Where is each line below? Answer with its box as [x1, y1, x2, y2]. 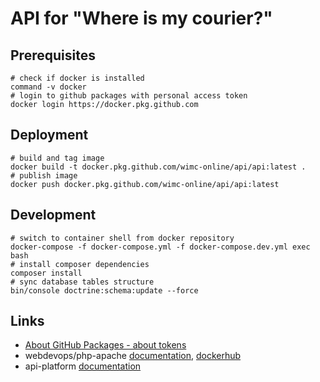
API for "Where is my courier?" [10, 7, 273, 30]
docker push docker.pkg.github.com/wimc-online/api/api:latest [10, 179, 280, 189]
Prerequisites [10, 47, 96, 64]
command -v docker [10, 82, 87, 92]
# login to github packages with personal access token [10, 91, 248, 101]
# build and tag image [10, 153, 105, 163]
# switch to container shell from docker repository [10, 233, 235, 243]
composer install [10, 268, 83, 278]
